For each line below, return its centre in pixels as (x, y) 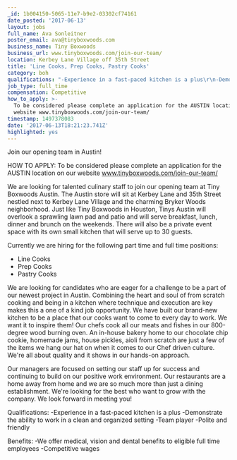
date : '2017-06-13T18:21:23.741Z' (58, 125)
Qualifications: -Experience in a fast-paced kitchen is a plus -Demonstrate (115, 413)
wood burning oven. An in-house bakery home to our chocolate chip (129, 333)
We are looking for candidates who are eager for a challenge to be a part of (117, 288)
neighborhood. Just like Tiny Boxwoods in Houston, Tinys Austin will (107, 210)
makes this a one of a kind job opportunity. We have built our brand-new (113, 310)
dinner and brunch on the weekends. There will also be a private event (110, 224)
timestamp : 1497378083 (41, 119)
